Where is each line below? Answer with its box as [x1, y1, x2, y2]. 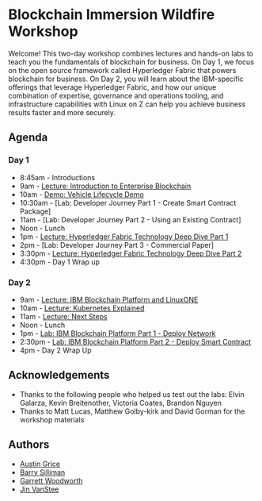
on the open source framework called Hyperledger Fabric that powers [8, 65, 237, 75]
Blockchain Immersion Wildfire [8, 6, 215, 24]
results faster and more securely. [8, 107, 116, 117]
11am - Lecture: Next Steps [19, 311, 108, 321]
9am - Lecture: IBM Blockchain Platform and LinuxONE [19, 295, 199, 304]
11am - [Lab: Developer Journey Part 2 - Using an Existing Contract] [19, 214, 241, 224]
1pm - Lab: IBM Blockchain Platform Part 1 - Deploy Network [19, 328, 216, 338]
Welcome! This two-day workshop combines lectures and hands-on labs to [8, 48, 254, 58]
